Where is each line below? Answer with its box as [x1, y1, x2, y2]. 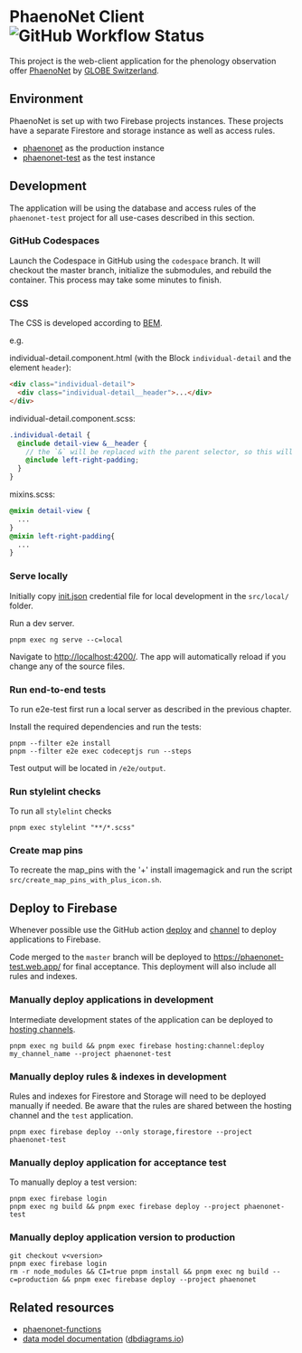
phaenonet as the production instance [22, 142, 165, 153]
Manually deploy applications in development [9, 994, 214, 1006]
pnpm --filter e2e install [9, 738, 111, 748]
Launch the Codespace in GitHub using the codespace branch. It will [9, 255, 260, 266]
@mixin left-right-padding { [9, 531, 116, 540]
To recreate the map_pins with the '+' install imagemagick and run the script [9, 864, 293, 875]
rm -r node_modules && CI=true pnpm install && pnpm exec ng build [9, 1267, 269, 1277]
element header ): [9, 362, 72, 373]
